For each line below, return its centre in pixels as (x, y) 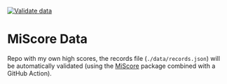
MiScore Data (47, 39)
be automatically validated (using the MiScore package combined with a (111, 66)
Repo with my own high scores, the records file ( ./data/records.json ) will (114, 58)
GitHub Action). (30, 73)
